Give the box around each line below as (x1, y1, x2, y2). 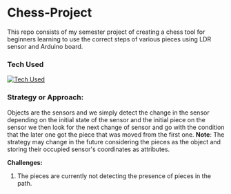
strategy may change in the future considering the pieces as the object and (7, 137, 221, 146)
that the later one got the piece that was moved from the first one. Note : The (7, 130, 225, 139)
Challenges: (7, 158, 43, 166)
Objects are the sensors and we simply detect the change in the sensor (7, 108, 210, 117)
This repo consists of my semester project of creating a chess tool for (7, 28, 205, 36)
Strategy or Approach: (7, 93, 84, 102)
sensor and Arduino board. (7, 42, 83, 50)
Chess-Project (7, 5, 92, 21)
